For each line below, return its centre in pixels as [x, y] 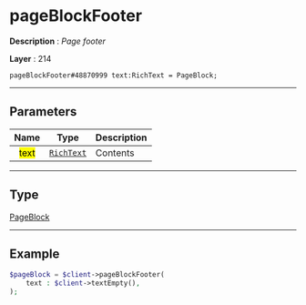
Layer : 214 [31, 58]
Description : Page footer [58, 41]
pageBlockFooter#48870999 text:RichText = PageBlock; [114, 75]
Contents [115, 153]
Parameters [43, 112]
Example [35, 254]
